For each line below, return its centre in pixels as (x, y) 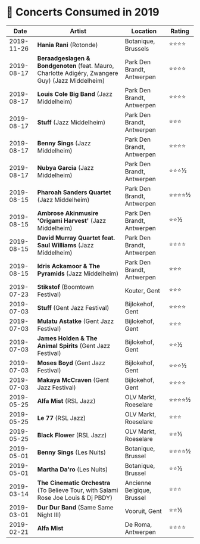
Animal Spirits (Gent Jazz (74, 346)
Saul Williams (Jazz (65, 245)
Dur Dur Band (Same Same (76, 507)
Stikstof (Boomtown (65, 287)
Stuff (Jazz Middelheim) (71, 122)
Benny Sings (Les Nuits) (71, 452)
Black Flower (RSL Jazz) (72, 435)
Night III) (49, 515)
